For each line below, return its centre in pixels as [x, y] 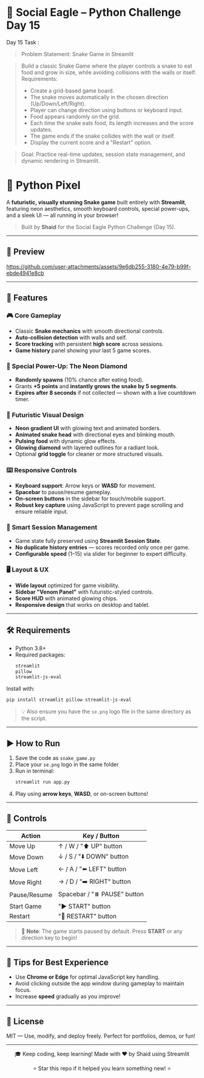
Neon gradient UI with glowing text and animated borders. [88, 428]
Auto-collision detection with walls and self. [71, 338]
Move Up [22, 846]
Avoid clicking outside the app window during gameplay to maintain [100, 984]
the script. [34, 718]
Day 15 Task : [23, 42]
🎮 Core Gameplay [34, 315]
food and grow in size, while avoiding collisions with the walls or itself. [109, 72]
